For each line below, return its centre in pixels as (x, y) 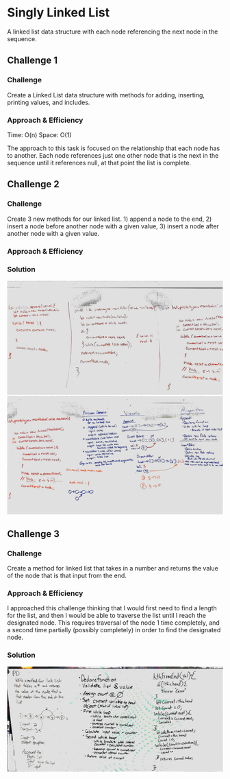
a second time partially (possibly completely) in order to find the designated (114, 630)
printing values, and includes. (49, 102)
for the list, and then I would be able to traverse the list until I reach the (107, 616)
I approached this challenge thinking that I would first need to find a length (112, 608)
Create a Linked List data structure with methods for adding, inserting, (106, 95)
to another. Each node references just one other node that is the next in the (113, 155)
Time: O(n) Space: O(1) (39, 134)
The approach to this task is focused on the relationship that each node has (114, 148)
